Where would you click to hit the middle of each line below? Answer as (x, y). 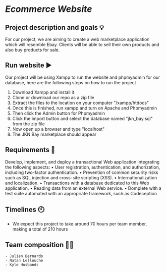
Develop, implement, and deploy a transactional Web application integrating (83, 162)
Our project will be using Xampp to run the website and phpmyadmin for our (83, 77)
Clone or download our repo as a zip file (53, 97)
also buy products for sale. (32, 50)
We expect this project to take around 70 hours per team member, (80, 224)
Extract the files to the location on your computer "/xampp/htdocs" (81, 103)
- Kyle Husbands (22, 265)
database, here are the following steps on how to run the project (71, 82)
